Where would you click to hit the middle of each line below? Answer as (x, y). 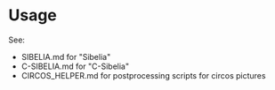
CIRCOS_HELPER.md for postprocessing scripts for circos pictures (143, 75)
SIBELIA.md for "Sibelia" (66, 56)
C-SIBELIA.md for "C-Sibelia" (75, 66)
